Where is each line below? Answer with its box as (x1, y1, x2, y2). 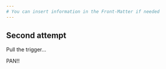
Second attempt (6, 31, 67, 41)
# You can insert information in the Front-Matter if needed (6, 8, 160, 15)
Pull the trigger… (6, 46, 47, 53)
